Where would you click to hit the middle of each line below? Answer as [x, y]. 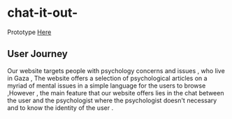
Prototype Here [29, 32]
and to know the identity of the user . [60, 108]
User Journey [37, 54]
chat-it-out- [43, 13]
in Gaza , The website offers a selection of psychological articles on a [107, 78]
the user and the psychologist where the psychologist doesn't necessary [112, 100]
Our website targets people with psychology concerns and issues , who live [116, 70]
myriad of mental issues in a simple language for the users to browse [107, 86]
